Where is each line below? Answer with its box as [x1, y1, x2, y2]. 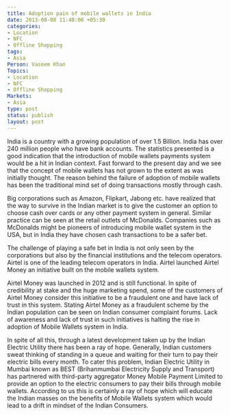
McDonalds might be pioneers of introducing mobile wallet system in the [7, 223, 212, 231]
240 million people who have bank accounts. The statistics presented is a [7, 144, 214, 153]
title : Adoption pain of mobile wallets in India [7, 10, 152, 17]
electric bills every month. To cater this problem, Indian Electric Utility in [7, 357, 210, 366]
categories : [7, 23, 41, 29]
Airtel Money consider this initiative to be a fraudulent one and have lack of [7, 293, 219, 301]
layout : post [7, 118, 44, 125]
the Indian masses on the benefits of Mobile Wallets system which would [7, 394, 212, 402]
